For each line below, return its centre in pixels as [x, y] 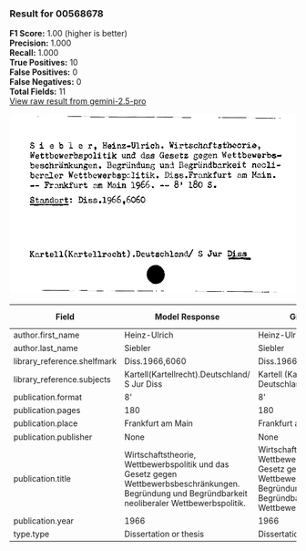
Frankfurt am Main [159, 423]
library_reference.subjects [62, 379]
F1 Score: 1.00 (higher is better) [68, 34]
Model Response [187, 317]
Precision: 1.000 [41, 43]
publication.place [46, 423]
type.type [31, 534]
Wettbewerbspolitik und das [177, 464]
